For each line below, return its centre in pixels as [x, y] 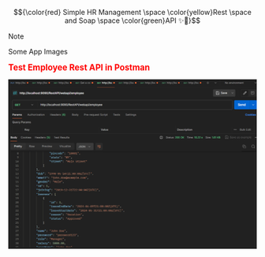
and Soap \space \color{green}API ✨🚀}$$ [132, 20]
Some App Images [38, 52]
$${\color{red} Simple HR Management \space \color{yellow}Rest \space [132, 12]
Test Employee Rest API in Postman [79, 67]
